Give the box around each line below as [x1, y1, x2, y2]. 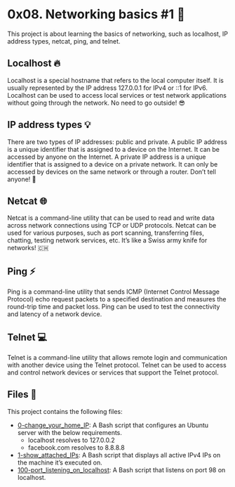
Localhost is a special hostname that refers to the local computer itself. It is [7, 76, 224, 84]
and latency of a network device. [7, 310, 102, 318]
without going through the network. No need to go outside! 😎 [7, 98, 186, 107]
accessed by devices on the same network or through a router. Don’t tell [7, 167, 216, 176]
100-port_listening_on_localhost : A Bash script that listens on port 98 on [17, 465, 226, 474]
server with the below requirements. [17, 428, 123, 436]
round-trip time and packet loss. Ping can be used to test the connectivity [7, 302, 220, 311]
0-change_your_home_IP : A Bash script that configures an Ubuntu [17, 421, 209, 429]
